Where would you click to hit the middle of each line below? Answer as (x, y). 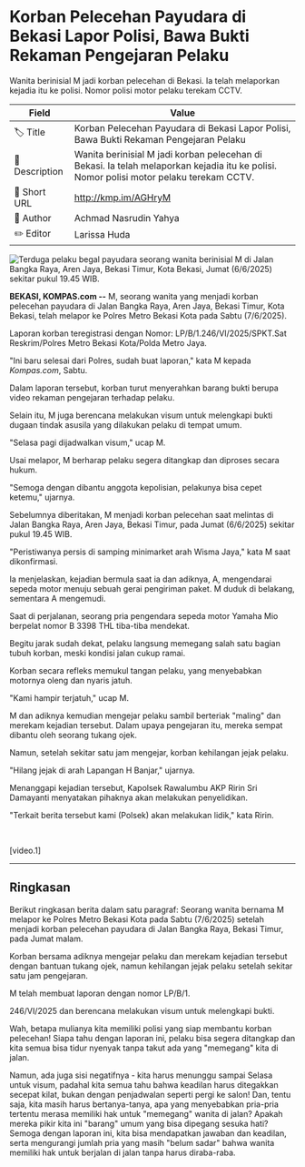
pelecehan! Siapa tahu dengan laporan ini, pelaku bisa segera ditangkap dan (152, 1038)
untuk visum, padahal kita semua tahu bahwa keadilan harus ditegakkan (144, 1084)
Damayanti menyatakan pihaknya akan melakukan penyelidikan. (128, 797)
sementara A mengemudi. (58, 598)
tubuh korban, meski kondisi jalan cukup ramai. (98, 653)
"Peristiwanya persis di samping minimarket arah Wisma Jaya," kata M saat (150, 552)
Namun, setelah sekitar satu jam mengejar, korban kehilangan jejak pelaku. (149, 752)
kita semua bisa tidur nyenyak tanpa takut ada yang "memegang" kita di (144, 1048)
